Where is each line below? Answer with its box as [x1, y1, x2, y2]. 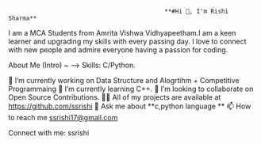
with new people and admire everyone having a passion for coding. [8, 45, 228, 55]
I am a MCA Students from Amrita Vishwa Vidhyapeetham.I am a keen [8, 28, 236, 37]
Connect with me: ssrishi [8, 128, 90, 138]
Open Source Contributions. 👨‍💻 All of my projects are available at [8, 93, 221, 102]
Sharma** [8, 14, 37, 22]
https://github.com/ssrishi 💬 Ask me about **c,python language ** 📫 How [8, 101, 251, 111]
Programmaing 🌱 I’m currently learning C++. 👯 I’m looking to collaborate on [8, 84, 254, 93]
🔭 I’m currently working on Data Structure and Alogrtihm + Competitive [8, 76, 240, 85]
